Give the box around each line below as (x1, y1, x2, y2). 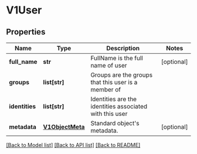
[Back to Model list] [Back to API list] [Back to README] (6, 142, 141, 148)
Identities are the (90, 95, 137, 103)
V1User (6, 4, 42, 17)
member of (90, 85, 121, 94)
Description (106, 45, 140, 52)
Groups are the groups (90, 71, 153, 79)
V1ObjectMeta (43, 123, 85, 131)
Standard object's (90, 119, 140, 127)
